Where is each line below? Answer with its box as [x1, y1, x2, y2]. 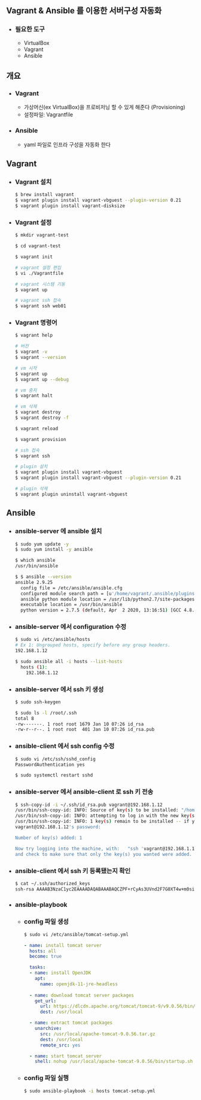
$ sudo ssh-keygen [14, 699, 61, 705]
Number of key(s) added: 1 [14, 835, 83, 841]
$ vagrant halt [14, 392, 53, 399]
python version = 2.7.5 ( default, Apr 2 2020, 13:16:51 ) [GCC [20, 607, 181, 613]
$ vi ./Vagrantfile [14, 270, 64, 276]
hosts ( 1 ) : [20, 664, 48, 670]
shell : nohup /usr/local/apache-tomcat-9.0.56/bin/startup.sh [35, 1059, 193, 1065]
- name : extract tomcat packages [29, 1020, 112, 1026]
